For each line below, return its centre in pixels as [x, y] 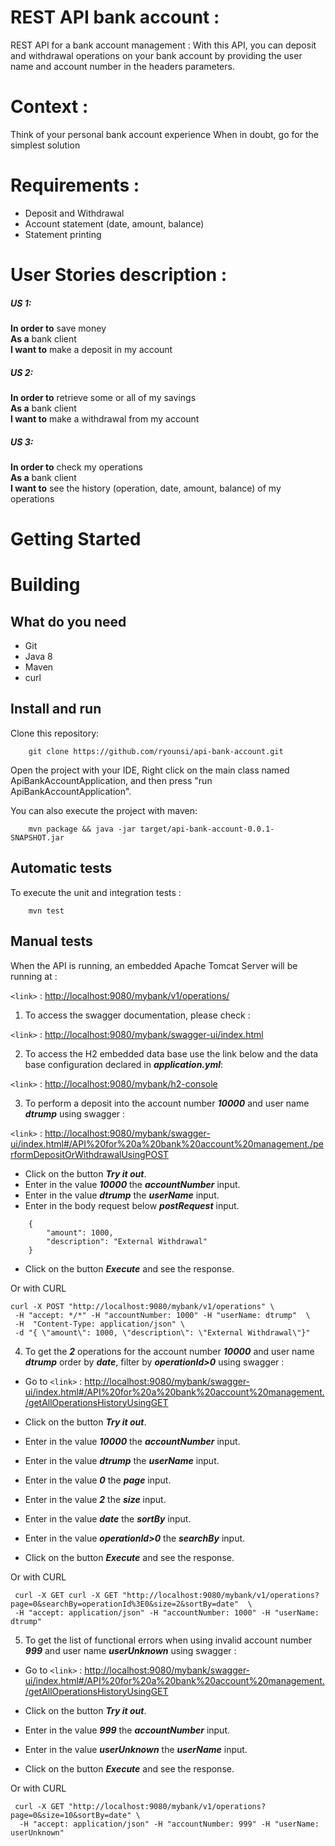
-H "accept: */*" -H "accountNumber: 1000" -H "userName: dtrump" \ [162, 1315]
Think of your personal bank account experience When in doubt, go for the [164, 134]
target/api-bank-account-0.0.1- [207, 829]
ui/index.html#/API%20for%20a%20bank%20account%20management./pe [167, 1143]
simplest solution [45, 145]
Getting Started [76, 539]
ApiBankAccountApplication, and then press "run [111, 780]
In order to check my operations [76, 467]
